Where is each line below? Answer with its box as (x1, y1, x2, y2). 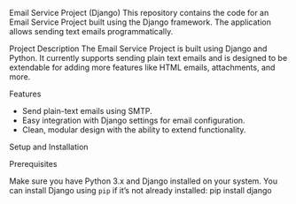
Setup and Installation (9, 141, 89, 152)
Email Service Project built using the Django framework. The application (9, 17, 272, 27)
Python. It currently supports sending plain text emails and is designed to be (9, 53, 288, 63)
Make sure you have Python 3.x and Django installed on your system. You (9, 176, 277, 186)
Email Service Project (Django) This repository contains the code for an (9, 8, 269, 18)
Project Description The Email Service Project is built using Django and (9, 43, 268, 54)
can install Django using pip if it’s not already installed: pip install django (9, 185, 272, 195)
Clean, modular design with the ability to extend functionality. (21, 125, 246, 135)
